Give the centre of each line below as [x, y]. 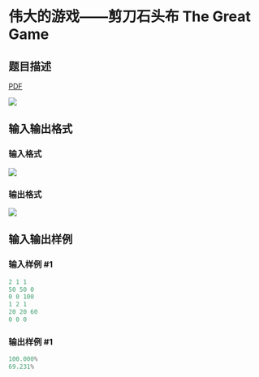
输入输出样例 [41, 240]
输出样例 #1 [30, 341]
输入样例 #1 [30, 264]
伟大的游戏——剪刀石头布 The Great [130, 17]
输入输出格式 [41, 129]
